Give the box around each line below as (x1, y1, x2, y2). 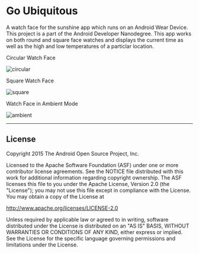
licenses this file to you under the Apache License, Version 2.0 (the (6, 180, 170, 187)
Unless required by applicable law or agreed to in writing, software (6, 216, 169, 223)
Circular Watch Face (6, 54, 56, 61)
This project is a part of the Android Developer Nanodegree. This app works (6, 30, 191, 37)
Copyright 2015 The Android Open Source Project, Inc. (6, 150, 139, 157)
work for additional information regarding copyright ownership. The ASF (6, 174, 182, 181)
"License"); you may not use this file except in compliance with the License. (6, 187, 191, 194)
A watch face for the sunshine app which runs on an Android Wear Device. (6, 24, 188, 31)
